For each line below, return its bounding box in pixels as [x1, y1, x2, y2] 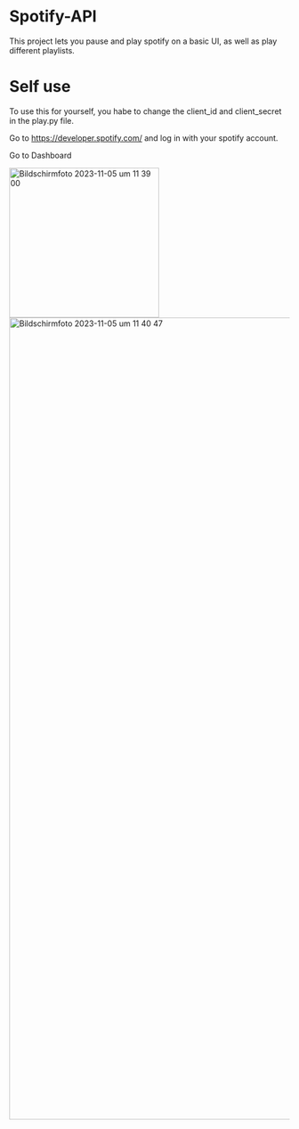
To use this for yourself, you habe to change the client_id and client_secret [9, 105, 282, 117]
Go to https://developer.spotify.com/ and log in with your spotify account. [9, 132, 279, 143]
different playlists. [9, 45, 76, 55]
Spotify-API [9, 6, 97, 27]
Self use [9, 77, 71, 97]
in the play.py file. [9, 115, 74, 126]
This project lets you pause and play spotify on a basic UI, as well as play [9, 36, 278, 46]
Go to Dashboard [9, 150, 72, 160]
